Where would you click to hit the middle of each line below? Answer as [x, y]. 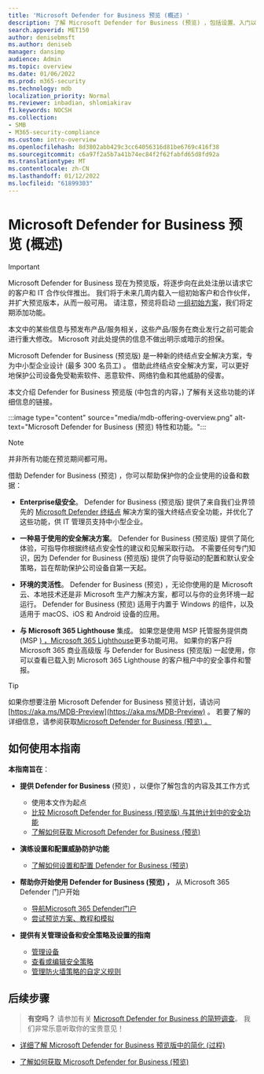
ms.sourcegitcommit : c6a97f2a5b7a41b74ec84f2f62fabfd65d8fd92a [114, 154]
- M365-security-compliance [54, 132]
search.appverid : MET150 [49, 30]
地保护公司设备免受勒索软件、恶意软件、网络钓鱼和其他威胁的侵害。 [118, 375]
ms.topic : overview [40, 67]
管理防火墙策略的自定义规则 [76, 971]
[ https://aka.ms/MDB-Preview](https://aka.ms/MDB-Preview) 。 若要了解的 [130, 711]
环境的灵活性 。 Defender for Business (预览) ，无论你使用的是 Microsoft [136, 584]
